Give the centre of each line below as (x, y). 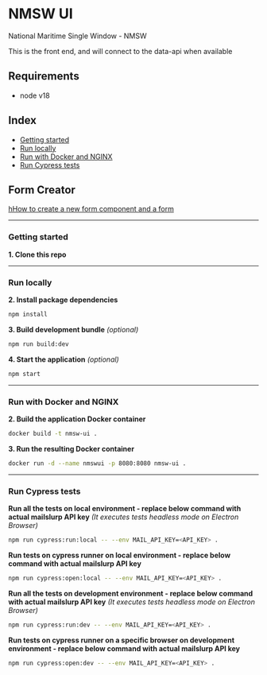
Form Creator (42, 190)
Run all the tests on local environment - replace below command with (125, 508)
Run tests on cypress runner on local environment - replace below (120, 555)
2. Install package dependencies (63, 300)
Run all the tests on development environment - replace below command (131, 593)
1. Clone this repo (37, 254)
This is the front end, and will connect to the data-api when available (120, 51)
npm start (25, 374)
